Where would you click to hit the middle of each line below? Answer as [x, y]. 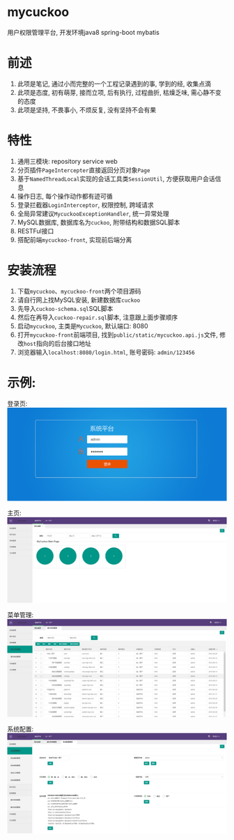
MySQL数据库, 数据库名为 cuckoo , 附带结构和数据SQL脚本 [99, 222]
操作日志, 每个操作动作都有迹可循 [65, 196]
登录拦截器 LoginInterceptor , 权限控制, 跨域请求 [86, 205]
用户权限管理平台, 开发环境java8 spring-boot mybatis [84, 32]
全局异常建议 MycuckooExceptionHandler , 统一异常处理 [93, 213]
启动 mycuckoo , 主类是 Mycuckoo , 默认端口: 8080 [83, 326]
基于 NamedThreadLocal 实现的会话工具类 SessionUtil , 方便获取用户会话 [116, 178]
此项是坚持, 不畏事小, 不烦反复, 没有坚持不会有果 [87, 109]
